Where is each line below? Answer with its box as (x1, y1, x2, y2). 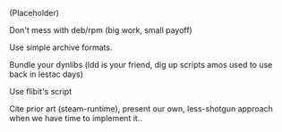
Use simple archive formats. (9, 42, 113, 53)
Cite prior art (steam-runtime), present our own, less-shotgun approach (9, 103, 273, 114)
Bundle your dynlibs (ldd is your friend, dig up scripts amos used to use (9, 60, 273, 70)
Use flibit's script (9, 87, 73, 96)
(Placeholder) (9, 8, 60, 18)
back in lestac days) (9, 69, 83, 79)
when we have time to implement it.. (9, 113, 143, 123)
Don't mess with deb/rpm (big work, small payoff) (9, 25, 192, 35)
